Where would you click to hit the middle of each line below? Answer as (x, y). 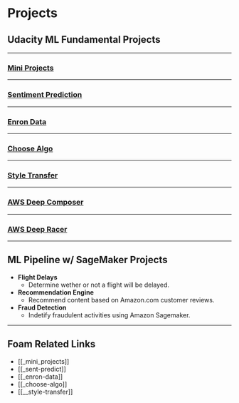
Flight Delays (38, 277)
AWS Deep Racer (37, 229)
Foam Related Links (52, 344)
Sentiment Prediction (45, 95)
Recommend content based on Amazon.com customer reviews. (121, 300)
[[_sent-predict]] (42, 369)
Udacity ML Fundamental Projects (84, 40)
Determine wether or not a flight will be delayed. (99, 285)
